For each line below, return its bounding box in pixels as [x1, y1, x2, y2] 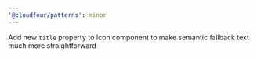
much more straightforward [8, 40, 96, 50]
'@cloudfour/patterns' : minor [8, 11, 107, 19]
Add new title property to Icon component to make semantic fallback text [8, 32, 249, 42]
